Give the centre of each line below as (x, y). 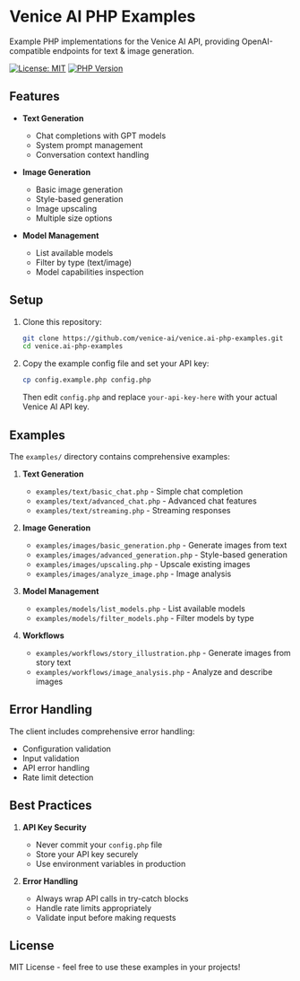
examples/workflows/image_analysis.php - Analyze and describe (154, 672)
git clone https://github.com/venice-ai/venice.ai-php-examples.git (153, 338)
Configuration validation (67, 749)
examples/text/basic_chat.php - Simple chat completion (139, 491)
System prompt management (89, 145)
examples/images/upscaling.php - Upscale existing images (143, 564)
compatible (30, 50)
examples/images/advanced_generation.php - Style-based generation (162, 555)
